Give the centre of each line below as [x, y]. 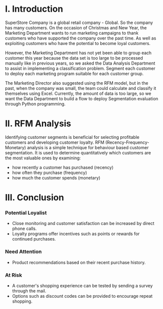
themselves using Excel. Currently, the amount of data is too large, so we [78, 93]
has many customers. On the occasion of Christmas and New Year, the [76, 27]
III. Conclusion [35, 198]
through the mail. [29, 291]
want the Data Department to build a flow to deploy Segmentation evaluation [82, 98]
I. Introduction [34, 9]
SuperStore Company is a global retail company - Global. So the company [79, 22]
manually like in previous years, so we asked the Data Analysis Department [80, 63]
